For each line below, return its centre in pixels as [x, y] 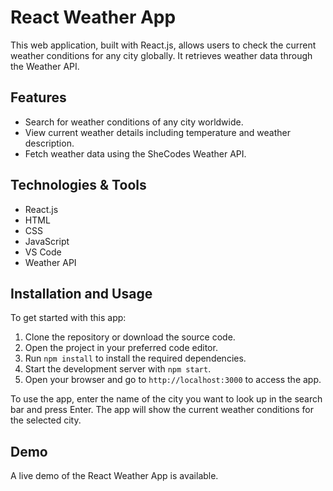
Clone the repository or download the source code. [130, 337]
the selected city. [46, 420]
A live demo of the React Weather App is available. [114, 476]
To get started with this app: [68, 318]
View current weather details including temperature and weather [157, 132]
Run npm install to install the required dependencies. [135, 358]
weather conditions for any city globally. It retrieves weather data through [161, 55]
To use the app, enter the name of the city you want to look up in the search [166, 399]
